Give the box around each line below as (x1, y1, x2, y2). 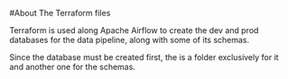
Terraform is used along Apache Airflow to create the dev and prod (9, 25, 259, 35)
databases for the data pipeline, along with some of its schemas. (9, 35, 250, 45)
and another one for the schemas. (9, 62, 135, 72)
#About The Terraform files (9, 8, 111, 18)
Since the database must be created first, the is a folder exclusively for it (9, 52, 279, 62)
